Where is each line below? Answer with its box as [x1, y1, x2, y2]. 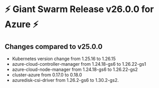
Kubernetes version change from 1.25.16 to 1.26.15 [12, 56, 116, 62]
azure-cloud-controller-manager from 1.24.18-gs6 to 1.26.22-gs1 [12, 61, 146, 67]
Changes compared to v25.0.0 [5, 42, 103, 51]
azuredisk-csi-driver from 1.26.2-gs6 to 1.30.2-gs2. [12, 77, 119, 83]
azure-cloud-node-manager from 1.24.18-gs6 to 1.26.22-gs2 [12, 66, 138, 72]
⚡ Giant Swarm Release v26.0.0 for [5, 4, 154, 15]
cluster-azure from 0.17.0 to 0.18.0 [12, 72, 82, 78]
